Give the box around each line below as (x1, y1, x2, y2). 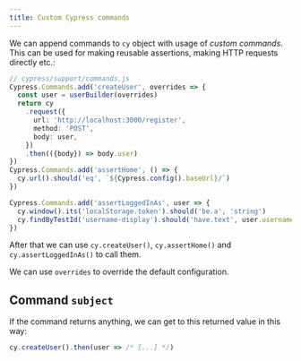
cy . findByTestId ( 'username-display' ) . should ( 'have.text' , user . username (17, 215, 295, 224)
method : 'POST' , (32, 124, 94, 133)
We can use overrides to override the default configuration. (9, 266, 229, 278)
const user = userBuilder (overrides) (17, 90, 159, 99)
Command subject (9, 292, 114, 307)
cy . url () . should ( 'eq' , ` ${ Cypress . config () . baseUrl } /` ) (17, 174, 230, 184)
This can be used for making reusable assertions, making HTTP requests (9, 47, 279, 58)
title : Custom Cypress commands (9, 13, 130, 22)
